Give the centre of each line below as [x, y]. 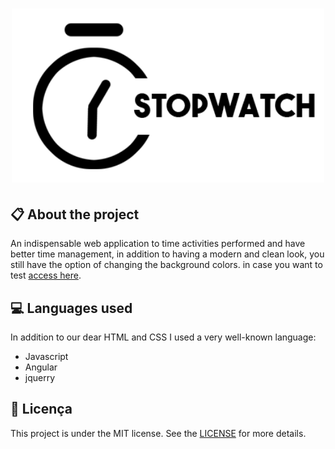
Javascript [46, 356]
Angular [41, 367]
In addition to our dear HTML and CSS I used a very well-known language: [163, 337]
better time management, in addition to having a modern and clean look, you [167, 254]
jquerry [40, 377]
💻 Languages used [71, 308]
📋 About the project [75, 214]
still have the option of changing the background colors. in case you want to [166, 265]
